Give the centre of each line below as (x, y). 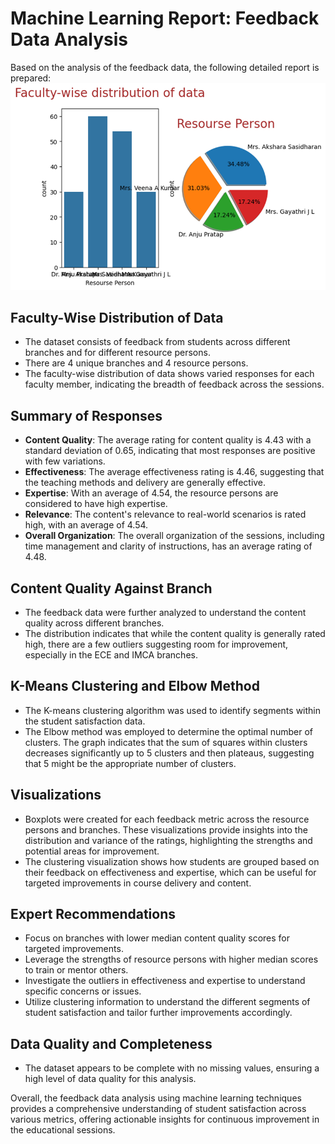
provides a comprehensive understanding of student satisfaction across (158, 1109)
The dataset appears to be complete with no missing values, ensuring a (172, 1068)
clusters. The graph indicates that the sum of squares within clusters (166, 742)
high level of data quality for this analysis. (110, 1079)
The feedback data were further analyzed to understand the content (165, 612)
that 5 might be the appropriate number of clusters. (130, 763)
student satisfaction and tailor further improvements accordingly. (158, 1013)
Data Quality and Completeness (111, 1043)
